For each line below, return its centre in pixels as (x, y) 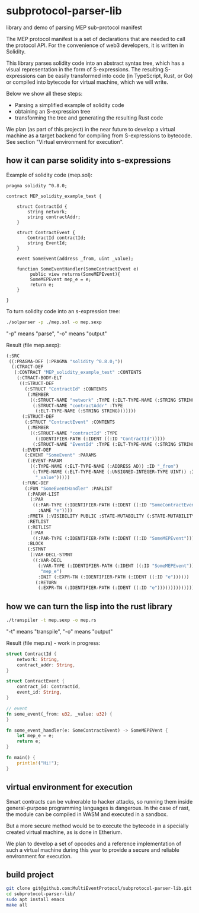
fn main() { (21, 758)
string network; (47, 212)
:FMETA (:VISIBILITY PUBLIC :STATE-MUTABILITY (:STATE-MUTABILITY (111, 516)
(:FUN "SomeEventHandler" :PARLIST (68, 489)
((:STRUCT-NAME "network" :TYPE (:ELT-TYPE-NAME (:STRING (103, 400)
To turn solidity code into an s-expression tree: (63, 311)
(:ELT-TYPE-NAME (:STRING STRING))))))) (86, 411)
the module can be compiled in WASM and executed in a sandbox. (87, 814)
